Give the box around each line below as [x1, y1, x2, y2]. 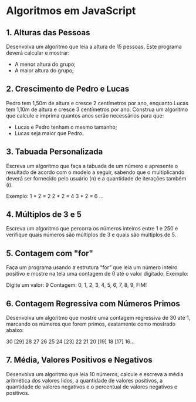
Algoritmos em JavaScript [6, 4, 136, 18]
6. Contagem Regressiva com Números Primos [6, 299, 180, 309]
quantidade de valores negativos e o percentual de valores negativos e [6, 383, 178, 390]
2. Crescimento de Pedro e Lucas [6, 84, 130, 94]
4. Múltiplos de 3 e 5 [6, 210, 82, 220]
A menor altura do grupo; [14, 61, 76, 68]
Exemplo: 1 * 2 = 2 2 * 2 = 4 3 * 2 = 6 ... [6, 192, 104, 199]
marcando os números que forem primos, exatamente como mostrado [6, 320, 176, 327]
